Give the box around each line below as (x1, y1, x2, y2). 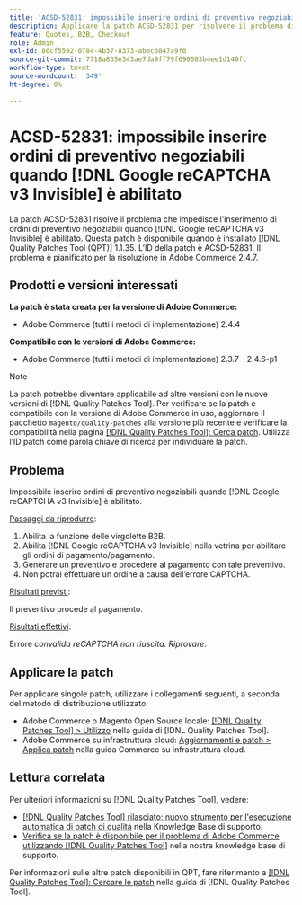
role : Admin (9, 38, 54, 48)
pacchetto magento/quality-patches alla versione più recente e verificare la (9, 417, 288, 428)
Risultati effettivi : (9, 621, 72, 632)
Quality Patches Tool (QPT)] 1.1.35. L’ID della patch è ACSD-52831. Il (9, 242, 262, 253)
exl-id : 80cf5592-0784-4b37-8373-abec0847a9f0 (9, 47, 187, 56)
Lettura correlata (9, 770, 106, 785)
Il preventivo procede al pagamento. (9, 604, 144, 615)
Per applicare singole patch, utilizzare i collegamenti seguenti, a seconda (9, 688, 280, 699)
